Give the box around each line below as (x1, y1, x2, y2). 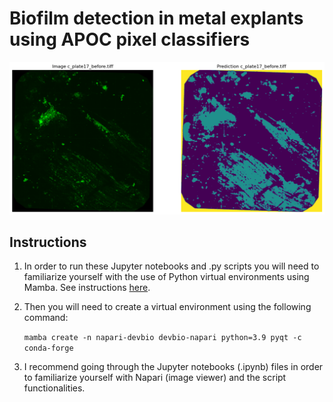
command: (23, 312, 69, 324)
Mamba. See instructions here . (23, 282, 151, 294)
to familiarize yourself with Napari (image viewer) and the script (23, 372, 287, 384)
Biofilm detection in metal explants (9, 7, 304, 30)
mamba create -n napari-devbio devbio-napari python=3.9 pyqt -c (23, 333, 302, 343)
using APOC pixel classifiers (9, 28, 251, 51)
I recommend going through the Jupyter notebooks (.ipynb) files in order (23, 361, 324, 373)
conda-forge (23, 343, 74, 354)
